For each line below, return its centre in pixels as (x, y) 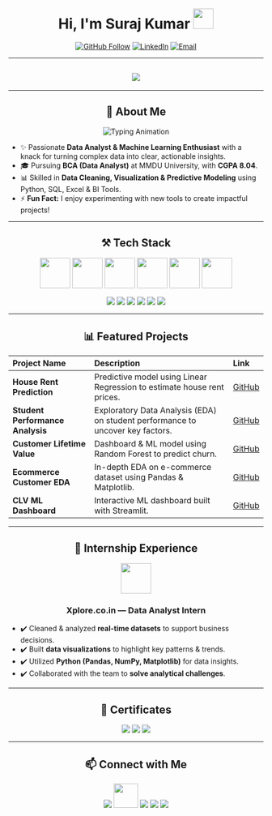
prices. (107, 397)
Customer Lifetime (49, 444)
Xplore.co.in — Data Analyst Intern (136, 610)
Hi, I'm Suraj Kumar (124, 24)
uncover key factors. (133, 431)
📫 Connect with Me (136, 765)
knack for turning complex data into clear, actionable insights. (123, 156)
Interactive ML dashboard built (152, 501)
